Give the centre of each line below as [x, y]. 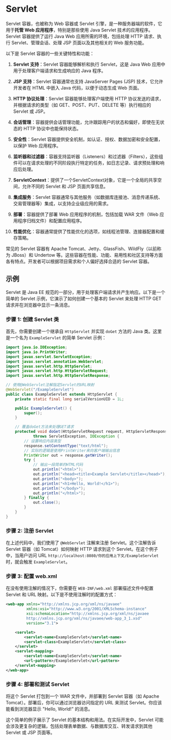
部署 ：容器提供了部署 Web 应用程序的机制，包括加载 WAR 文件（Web [86, 214]
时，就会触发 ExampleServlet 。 [38, 562]
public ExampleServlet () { [43, 408]
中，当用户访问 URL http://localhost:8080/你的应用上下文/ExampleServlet [82, 555]
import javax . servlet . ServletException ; [49, 357]
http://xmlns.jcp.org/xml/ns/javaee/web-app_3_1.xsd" [84, 618]
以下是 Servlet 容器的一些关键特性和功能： [50, 53]
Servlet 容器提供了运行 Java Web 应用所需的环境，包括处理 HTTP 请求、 [81, 36]
